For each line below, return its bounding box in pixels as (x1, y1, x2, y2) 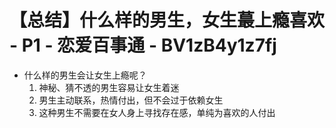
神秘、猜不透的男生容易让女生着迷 (38, 81, 180, 93)
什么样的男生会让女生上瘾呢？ (23, 69, 147, 81)
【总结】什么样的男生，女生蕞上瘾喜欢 (9, 9, 326, 32)
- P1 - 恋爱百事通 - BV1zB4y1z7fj (9, 34, 277, 57)
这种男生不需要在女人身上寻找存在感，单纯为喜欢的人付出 (38, 106, 276, 118)
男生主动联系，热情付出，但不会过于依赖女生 (38, 94, 224, 106)
